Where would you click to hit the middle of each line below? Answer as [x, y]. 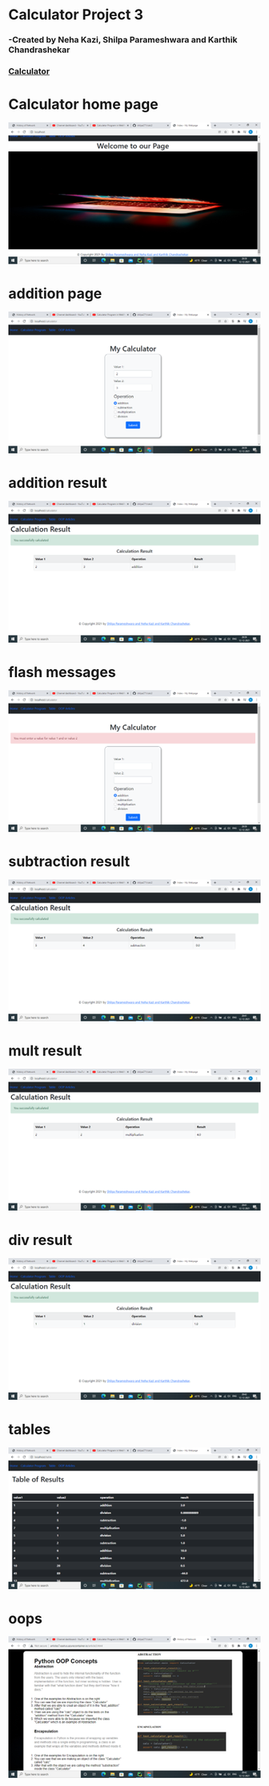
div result [40, 1240]
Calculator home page [83, 105]
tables [30, 1429]
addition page [55, 294]
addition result [58, 483]
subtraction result [69, 861]
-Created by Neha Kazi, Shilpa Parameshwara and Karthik [123, 40]
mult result [45, 1050]
